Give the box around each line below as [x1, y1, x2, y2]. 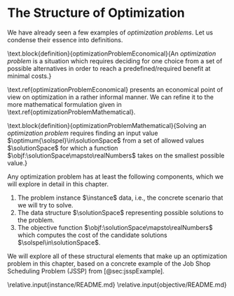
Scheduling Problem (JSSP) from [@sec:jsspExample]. [7, 266, 165, 275]
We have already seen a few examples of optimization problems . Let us [7, 28, 214, 37]
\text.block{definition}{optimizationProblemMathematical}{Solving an [7, 121, 207, 129]
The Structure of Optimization [7, 5, 185, 21]
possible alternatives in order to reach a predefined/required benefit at [7, 64, 211, 72]
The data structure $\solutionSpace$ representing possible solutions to [17, 208, 224, 217]
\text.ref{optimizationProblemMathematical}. [7, 108, 136, 116]
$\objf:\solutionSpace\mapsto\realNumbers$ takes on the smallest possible [7, 151, 225, 160]
